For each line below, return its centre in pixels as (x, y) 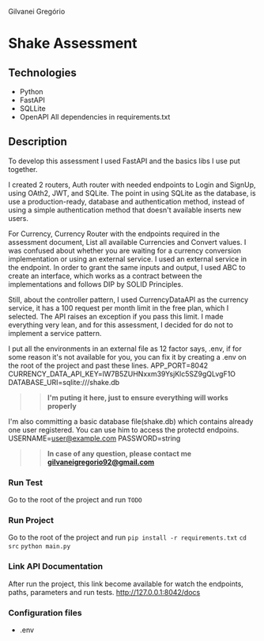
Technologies (43, 72)
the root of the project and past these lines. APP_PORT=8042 (108, 365)
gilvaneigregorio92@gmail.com (101, 462)
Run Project (31, 521)
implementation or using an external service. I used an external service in (128, 259)
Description (38, 142)
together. (23, 169)
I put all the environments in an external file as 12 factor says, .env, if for (125, 349)
